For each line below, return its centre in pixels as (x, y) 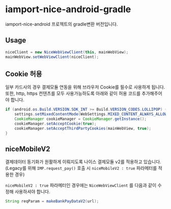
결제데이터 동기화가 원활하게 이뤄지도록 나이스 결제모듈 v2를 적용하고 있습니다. (83, 162)
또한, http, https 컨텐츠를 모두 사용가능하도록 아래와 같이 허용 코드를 (73, 94)
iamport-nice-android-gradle (68, 9)
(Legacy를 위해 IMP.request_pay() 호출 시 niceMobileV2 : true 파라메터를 (81, 168)
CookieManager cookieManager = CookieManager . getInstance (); (80, 119)
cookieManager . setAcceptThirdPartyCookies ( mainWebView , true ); (83, 128)
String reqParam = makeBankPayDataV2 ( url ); (52, 201)
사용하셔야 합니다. (32, 192)
